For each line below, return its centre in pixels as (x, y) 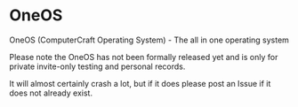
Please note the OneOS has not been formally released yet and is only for (144, 57)
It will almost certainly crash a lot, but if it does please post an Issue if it (140, 83)
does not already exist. (51, 93)
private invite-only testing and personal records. (97, 66)
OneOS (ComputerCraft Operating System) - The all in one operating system (149, 40)
